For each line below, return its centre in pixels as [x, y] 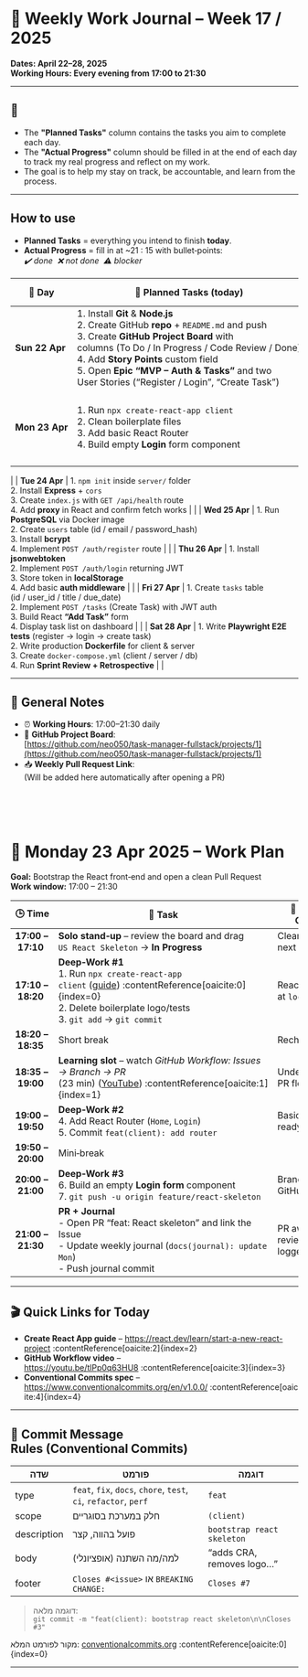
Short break [83, 1040]
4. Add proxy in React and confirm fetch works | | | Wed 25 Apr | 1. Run [145, 509]
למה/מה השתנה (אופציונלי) [126, 1558]
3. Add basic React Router [133, 433]
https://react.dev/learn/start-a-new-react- [203, 1339]
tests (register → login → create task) [81, 636]
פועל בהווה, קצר [104, 1533]
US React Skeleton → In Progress [130, 947]
